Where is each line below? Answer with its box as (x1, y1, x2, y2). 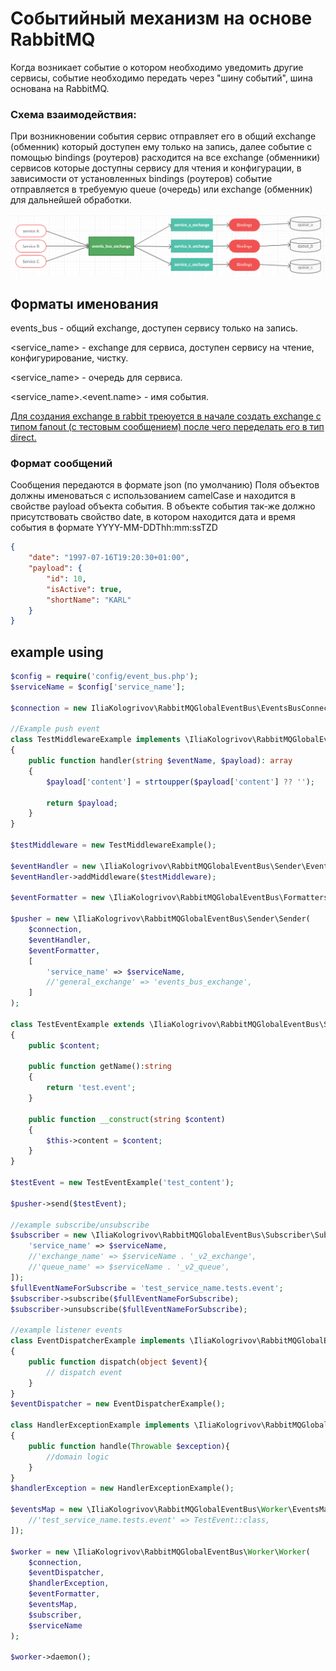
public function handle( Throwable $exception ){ (28, 1441, 230, 1451)
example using (10, 643, 104, 661)
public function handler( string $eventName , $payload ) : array (28, 756, 293, 766)
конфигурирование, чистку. (10, 352, 129, 364)
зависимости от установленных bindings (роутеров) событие (10, 173, 273, 185)
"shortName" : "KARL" (46, 595, 132, 605)
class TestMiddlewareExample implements (10, 735, 182, 745)
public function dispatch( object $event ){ (28, 1357, 208, 1367)
